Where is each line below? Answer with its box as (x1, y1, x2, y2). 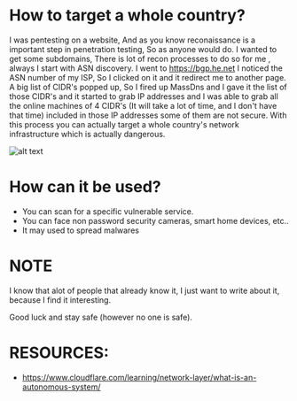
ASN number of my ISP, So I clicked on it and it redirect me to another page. (9, 72, 286, 82)
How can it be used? (9, 177, 161, 197)
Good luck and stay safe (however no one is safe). (9, 312, 193, 322)
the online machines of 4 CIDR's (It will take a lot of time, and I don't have (9, 100, 277, 111)
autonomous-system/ (21, 382, 101, 392)
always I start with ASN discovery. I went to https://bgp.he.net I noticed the (9, 63, 284, 73)
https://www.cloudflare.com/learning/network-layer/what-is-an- (21, 372, 257, 382)
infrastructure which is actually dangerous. (9, 128, 166, 139)
